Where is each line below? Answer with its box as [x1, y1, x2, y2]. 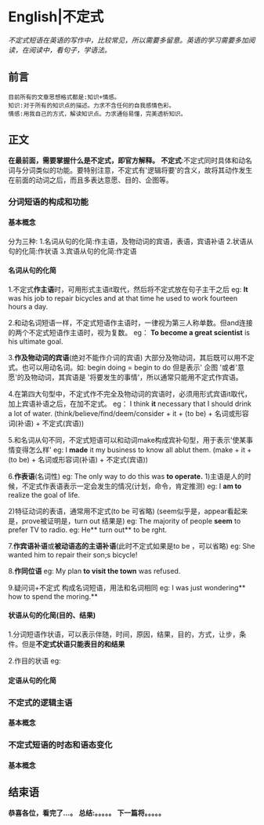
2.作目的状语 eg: [8, 656, 61, 666]
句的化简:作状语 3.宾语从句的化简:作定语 [8, 246, 137, 256]
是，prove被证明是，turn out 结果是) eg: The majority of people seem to [8, 516, 241, 525]
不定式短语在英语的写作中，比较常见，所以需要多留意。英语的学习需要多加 [8, 35, 248, 45]
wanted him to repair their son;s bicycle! [8, 549, 138, 559]
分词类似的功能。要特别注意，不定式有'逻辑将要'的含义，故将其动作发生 [21, 165, 253, 174]
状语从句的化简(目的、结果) [8, 611, 96, 620]
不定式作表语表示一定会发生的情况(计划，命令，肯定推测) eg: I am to [21, 481, 242, 491]
